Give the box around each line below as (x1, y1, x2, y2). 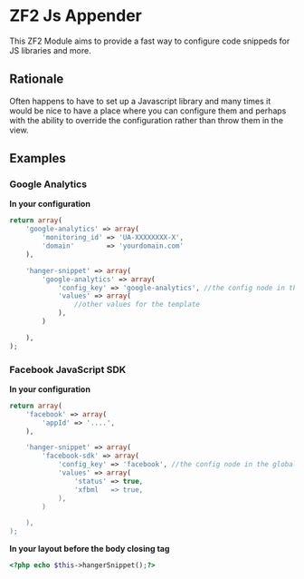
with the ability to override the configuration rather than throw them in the (9, 114, 283, 125)
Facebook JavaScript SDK (9, 363, 127, 376)
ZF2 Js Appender (9, 5, 143, 26)
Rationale (9, 72, 64, 87)
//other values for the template (73, 300, 201, 309)
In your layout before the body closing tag (9, 544, 170, 554)
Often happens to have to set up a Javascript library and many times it (9, 95, 271, 106)
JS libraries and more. (9, 44, 92, 55)
